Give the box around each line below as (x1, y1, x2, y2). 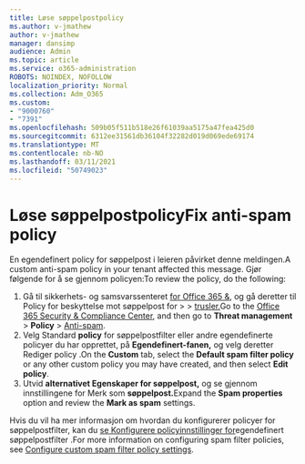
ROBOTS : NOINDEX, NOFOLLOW (9, 73, 112, 82)
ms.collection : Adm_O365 (9, 89, 104, 98)
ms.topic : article (9, 55, 79, 65)
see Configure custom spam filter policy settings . (9, 444, 194, 455)
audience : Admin (9, 47, 71, 56)
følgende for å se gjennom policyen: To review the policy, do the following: (9, 274, 287, 285)
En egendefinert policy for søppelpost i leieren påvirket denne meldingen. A (9, 254, 291, 265)
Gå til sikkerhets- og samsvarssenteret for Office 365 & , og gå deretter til (22, 291, 297, 302)
